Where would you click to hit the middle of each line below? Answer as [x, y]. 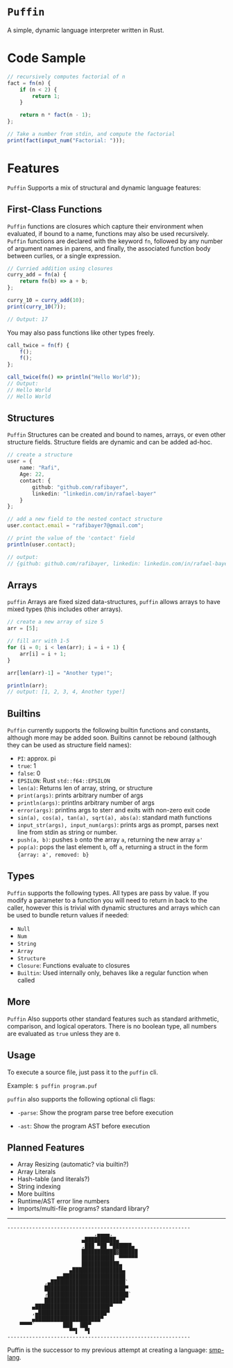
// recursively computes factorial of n [67, 76]
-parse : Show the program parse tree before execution [95, 1112]
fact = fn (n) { [29, 83]
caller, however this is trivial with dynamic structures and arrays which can [114, 908]
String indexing [39, 1187]
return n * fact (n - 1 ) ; [55, 115]
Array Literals [36, 1171]
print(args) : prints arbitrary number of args [80, 795]
